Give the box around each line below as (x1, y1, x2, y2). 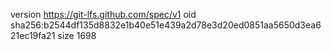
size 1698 (57, 30, 97, 41)
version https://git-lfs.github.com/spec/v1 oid (10, 9, 197, 20)
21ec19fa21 (10, 30, 56, 41)
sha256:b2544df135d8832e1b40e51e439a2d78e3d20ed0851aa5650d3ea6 (10, 19, 322, 31)
